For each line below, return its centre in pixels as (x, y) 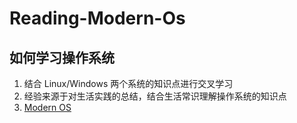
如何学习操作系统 (62, 57)
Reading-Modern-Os (97, 18)
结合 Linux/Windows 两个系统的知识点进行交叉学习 (128, 83)
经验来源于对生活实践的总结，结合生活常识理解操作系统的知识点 (155, 96)
